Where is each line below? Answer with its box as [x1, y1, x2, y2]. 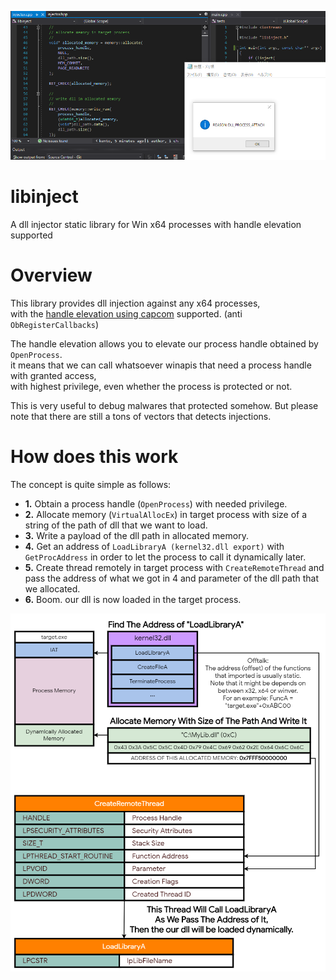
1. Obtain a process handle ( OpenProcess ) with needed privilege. [24, 497, 288, 510]
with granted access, [10, 369, 97, 381]
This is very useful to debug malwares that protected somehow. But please [10, 399, 319, 411]
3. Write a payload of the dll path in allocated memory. [24, 529, 249, 541]
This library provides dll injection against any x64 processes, [10, 297, 261, 309]
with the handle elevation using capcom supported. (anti [10, 307, 243, 320]
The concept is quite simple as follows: [10, 478, 172, 490]
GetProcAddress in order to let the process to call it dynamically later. [24, 551, 307, 563]
